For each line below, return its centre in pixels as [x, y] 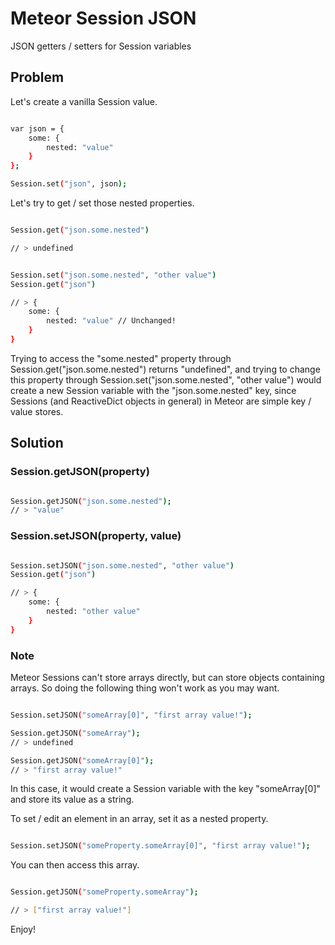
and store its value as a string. [72, 799]
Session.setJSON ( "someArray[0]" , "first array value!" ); [131, 715]
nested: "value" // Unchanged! [111, 321]
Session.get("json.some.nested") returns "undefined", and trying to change [165, 369]
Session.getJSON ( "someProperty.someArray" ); [104, 892]
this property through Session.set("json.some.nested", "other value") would [166, 379]
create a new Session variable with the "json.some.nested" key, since [153, 390]
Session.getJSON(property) [80, 472]
